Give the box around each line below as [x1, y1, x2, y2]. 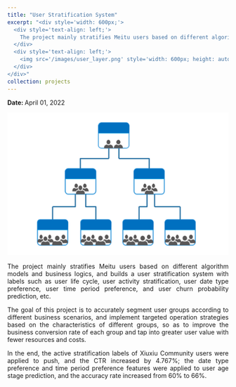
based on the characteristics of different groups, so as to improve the [7, 320, 229, 329]
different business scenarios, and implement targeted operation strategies [7, 313, 229, 322]
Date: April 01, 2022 [7, 98, 65, 107]
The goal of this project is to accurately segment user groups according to [7, 306, 229, 314]
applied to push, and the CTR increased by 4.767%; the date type [7, 357, 229, 365]
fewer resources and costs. [7, 336, 86, 344]
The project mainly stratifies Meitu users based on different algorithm [7, 262, 229, 270]
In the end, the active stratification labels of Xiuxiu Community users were [7, 349, 229, 358]
